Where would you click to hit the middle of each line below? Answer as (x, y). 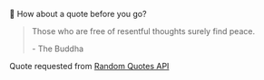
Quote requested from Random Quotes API (89, 66)
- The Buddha (58, 49)
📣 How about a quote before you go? (78, 14)
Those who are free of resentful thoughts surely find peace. (143, 31)
